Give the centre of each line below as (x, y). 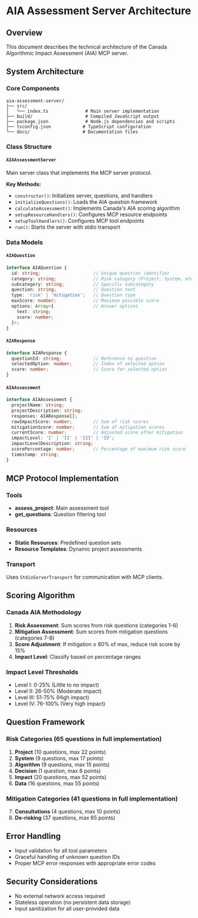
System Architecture (45, 72)
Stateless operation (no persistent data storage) (73, 902)
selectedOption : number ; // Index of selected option (88, 364)
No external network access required (60, 896)
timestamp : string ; (35, 454)
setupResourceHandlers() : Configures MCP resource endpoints (91, 214)
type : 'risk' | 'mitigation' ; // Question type (73, 295)
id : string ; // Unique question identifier (90, 273)
